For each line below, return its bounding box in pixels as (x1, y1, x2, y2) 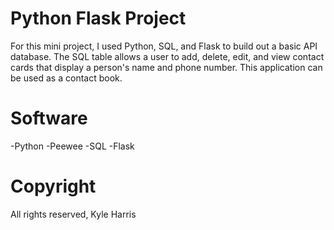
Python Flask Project (10, 7, 187, 30)
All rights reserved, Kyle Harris (10, 208, 137, 220)
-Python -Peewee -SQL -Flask (10, 140, 135, 152)
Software (10, 107, 88, 130)
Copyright (10, 175, 97, 198)
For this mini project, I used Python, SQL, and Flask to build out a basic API (10, 40, 318, 52)
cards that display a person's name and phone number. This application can (10, 61, 323, 73)
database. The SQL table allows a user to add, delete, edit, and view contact (10, 50, 325, 62)
